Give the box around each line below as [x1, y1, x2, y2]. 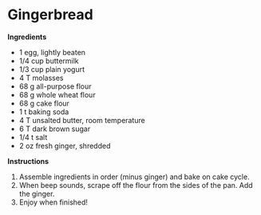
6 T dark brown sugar [18, 124, 91, 133]
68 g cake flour [18, 98, 69, 108]
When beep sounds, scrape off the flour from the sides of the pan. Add [18, 180, 253, 189]
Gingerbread [7, 6, 93, 24]
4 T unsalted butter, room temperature [18, 115, 145, 125]
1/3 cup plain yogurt [18, 64, 85, 74]
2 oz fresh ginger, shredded [18, 141, 111, 150]
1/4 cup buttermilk [18, 56, 79, 66]
